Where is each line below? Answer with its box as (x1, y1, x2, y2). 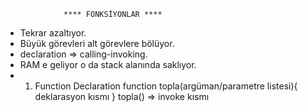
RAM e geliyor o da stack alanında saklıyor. (19, 59, 197, 70)
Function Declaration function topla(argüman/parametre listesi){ (34, 80, 298, 92)
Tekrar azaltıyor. (19, 27, 87, 39)
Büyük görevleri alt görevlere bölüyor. (19, 38, 175, 49)
